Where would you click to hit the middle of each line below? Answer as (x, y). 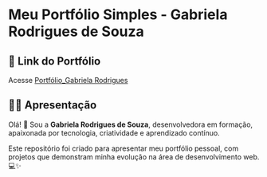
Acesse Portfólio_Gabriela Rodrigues (68, 80)
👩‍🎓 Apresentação (53, 105)
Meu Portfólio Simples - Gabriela (118, 15)
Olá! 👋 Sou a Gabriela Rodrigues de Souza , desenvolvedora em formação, (131, 124)
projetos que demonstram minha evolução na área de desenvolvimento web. (134, 156)
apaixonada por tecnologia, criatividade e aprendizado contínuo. (114, 132)
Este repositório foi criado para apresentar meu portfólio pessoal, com (124, 148)
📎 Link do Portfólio (55, 61)
